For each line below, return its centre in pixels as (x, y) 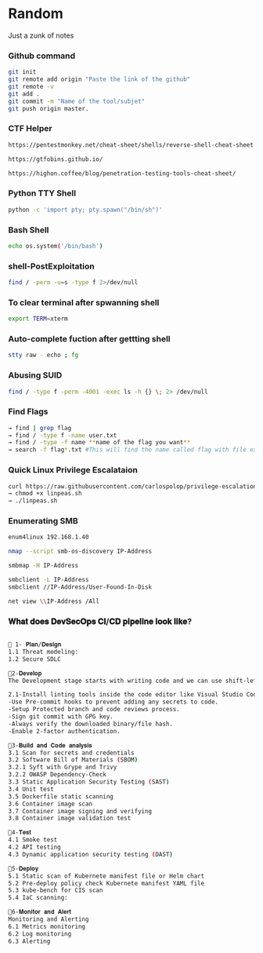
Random (36, 14)
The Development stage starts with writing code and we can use (115, 681)
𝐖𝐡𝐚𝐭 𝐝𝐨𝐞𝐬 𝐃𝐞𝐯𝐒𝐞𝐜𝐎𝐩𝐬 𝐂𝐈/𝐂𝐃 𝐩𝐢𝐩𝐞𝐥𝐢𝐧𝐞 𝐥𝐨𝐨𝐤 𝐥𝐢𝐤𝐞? (100, 621)
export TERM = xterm (38, 319)
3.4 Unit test (31, 789)
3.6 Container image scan (50, 804)
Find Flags (28, 411)
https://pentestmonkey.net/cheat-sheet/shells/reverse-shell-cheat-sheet (131, 145)
